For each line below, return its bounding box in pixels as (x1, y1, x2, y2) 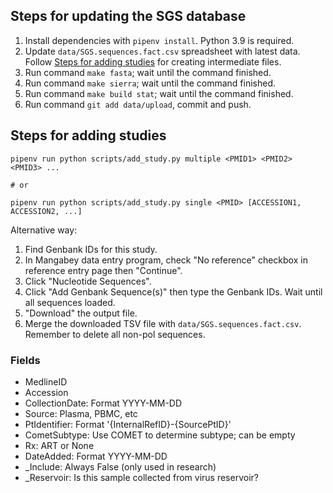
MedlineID (24, 375, 68, 388)
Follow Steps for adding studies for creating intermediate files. (24, 55, 282, 68)
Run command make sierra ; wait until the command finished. (24, 77, 277, 89)
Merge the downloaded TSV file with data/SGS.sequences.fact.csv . (24, 317, 302, 329)
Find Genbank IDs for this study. (24, 243, 158, 255)
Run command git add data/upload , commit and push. (24, 98, 252, 110)
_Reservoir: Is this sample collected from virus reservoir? (24, 471, 259, 483)
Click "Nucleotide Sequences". (24, 275, 152, 287)
